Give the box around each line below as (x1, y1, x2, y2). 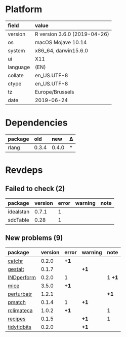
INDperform (8, 273, 36, 281)
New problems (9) (5, 234, 63, 242)
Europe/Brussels (34, 88, 74, 95)
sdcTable (8, 216, 29, 223)
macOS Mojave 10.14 (34, 39, 87, 46)
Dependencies (5, 117, 68, 129)
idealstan (8, 208, 30, 215)
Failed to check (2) (5, 185, 65, 193)
